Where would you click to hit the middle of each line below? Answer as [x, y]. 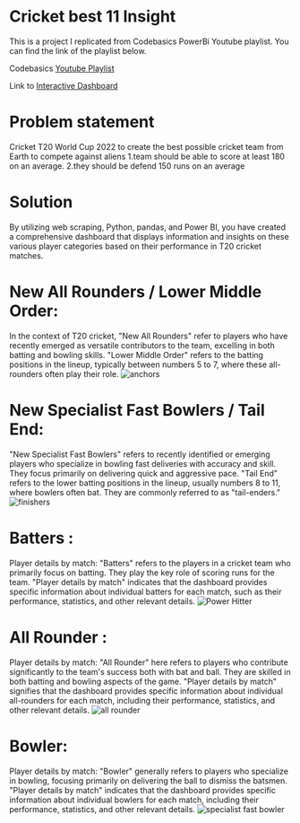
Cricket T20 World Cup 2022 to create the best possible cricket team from [146, 146]
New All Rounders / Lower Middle [136, 292]
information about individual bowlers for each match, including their [134, 800]
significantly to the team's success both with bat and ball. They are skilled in [150, 671]
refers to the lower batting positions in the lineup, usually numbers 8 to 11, [145, 483]
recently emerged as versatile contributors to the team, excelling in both [142, 345]
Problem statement [82, 122]
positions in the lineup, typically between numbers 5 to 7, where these [138, 364]
